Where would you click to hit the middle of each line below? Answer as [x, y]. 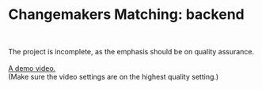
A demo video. [32, 68]
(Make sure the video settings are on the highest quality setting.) [114, 76]
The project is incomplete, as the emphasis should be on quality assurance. [131, 51]
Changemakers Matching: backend [126, 15]
